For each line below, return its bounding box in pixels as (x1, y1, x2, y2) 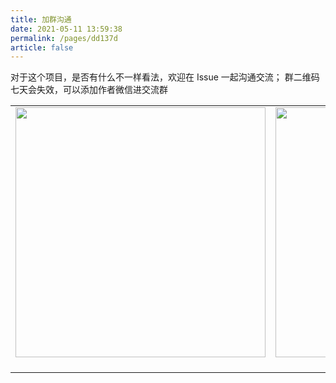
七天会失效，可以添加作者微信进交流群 (10, 84, 168, 96)
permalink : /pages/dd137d (10, 33, 118, 43)
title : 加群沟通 (10, 14, 72, 25)
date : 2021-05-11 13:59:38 (10, 24, 123, 34)
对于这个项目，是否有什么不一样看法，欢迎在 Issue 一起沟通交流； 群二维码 (10, 71, 320, 83)
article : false (10, 42, 74, 53)
